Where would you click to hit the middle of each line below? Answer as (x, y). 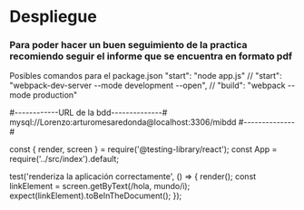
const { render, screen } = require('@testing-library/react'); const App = (143, 149)
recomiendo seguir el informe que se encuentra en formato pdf (151, 56)
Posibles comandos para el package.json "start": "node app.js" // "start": (146, 76)
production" (55, 95)
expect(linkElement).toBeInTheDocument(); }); (96, 196)
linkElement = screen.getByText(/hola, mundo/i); (100, 186)
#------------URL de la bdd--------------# (88, 113)
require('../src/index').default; (64, 159)
